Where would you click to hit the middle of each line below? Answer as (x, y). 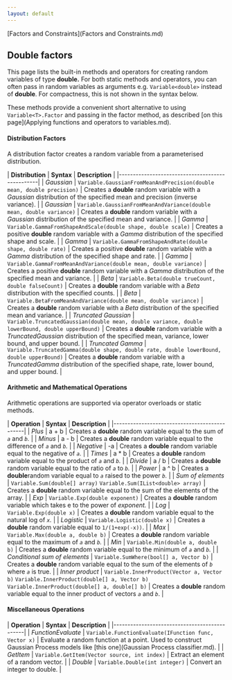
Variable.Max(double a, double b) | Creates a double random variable (108, 534)
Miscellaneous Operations (46, 610)
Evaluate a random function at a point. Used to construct (121, 640)
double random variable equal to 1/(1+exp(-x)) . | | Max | (88, 527)
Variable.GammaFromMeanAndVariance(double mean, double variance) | (107, 263)
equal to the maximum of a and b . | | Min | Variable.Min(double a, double (112, 542)
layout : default (30, 14)
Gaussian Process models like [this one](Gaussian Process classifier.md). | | (115, 647)
